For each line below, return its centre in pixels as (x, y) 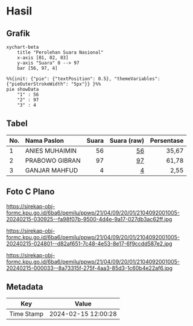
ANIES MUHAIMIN (51, 151)
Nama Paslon (45, 140)
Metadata (25, 287)
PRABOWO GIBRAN (53, 160)
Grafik (18, 33)
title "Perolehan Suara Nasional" (60, 52)
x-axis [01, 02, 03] (43, 58)
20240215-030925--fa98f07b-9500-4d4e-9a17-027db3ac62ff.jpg (89, 219)
